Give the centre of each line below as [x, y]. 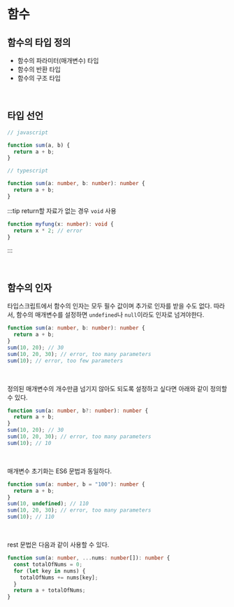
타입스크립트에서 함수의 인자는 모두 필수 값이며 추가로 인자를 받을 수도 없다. [110, 306]
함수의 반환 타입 [39, 69]
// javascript [28, 132]
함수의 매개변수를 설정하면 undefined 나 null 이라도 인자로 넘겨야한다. [110, 315]
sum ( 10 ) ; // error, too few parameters [65, 361]
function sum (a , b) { [39, 145]
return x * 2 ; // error [48, 231]
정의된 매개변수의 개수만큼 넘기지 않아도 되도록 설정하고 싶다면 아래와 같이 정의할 [117, 388]
